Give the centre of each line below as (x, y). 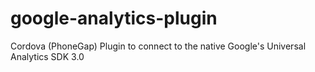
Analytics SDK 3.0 (47, 56)
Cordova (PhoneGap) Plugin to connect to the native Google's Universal (158, 46)
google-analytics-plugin (114, 18)
